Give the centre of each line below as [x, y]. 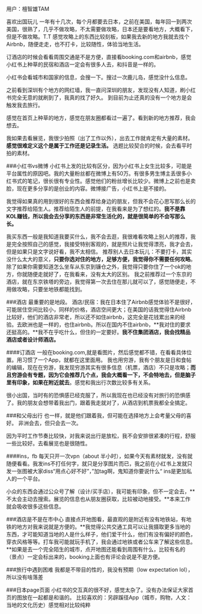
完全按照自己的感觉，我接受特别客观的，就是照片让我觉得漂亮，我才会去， [103, 244]
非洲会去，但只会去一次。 [50, 423]
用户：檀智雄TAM [28, 9]
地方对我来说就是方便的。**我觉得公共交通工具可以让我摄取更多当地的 [104, 527]
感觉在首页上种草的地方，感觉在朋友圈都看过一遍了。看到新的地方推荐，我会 [101, 118]
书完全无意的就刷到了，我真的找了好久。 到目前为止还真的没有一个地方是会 [99, 97]
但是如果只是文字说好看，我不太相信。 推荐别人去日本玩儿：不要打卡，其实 [99, 252]
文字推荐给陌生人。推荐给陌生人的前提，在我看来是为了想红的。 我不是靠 [96, 209]
